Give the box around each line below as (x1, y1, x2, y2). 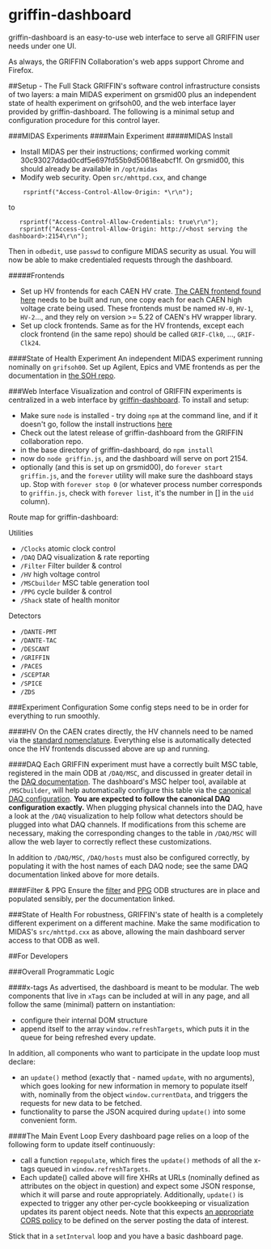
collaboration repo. (19, 436, 83, 446)
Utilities (8, 527, 34, 537)
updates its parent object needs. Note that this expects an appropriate (19, 1207, 254, 1217)
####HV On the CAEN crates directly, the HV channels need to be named (8, 726, 253, 736)
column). (19, 496, 50, 506)
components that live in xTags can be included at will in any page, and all (8, 991, 250, 1001)
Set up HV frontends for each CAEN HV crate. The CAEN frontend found (19, 286, 261, 296)
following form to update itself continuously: (8, 1139, 155, 1150)
